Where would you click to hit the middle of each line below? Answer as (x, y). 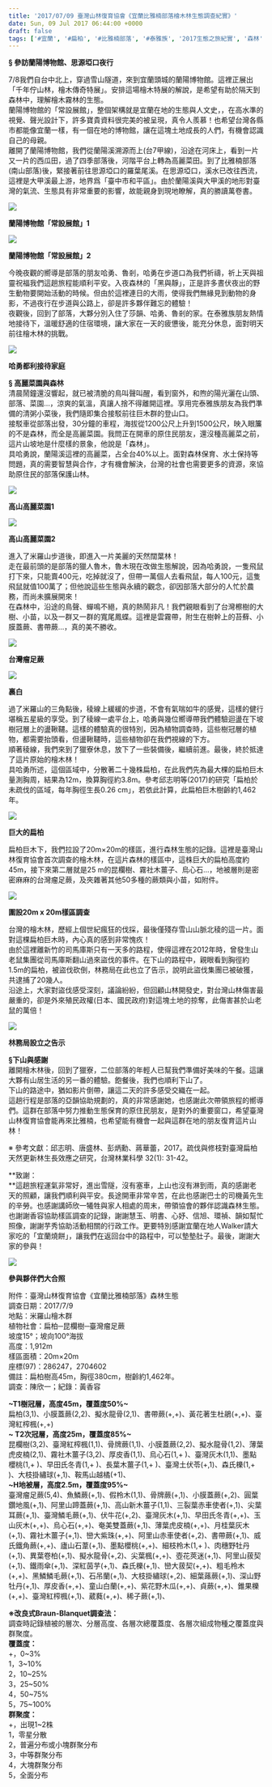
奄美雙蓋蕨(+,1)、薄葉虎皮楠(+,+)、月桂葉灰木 (174, 1526)
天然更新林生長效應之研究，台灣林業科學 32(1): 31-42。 (100, 1158)
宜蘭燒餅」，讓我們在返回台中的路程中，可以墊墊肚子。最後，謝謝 (144, 1236)
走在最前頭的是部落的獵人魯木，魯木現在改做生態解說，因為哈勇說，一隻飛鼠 (136, 567)
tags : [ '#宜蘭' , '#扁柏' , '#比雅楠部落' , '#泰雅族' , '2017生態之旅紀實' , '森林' (136, 38)
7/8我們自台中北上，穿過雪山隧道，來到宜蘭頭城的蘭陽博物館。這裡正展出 (131, 80)
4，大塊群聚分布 (36, 1765)
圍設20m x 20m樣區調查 (49, 912)
